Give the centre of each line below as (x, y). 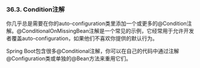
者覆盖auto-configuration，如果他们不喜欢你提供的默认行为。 (82, 38)
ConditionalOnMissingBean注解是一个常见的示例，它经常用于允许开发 (108, 31)
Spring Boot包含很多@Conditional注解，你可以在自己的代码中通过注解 (92, 51)
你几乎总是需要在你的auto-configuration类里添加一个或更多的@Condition (97, 24)
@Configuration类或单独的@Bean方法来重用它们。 (69, 58)
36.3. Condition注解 (35, 9)
